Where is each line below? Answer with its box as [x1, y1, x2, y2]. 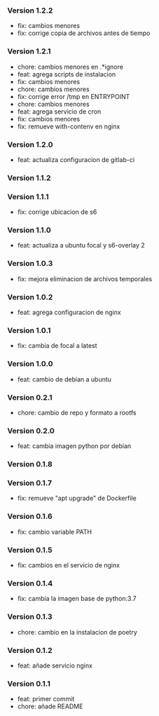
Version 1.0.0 [7, 359, 53, 369]
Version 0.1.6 [7, 511, 53, 521]
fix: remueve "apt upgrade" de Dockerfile [17, 494, 137, 503]
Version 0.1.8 [7, 459, 53, 469]
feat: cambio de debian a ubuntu [17, 374, 112, 384]
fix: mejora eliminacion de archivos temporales [17, 274, 153, 283]
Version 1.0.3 [7, 259, 53, 269]
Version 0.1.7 [7, 478, 53, 488]
